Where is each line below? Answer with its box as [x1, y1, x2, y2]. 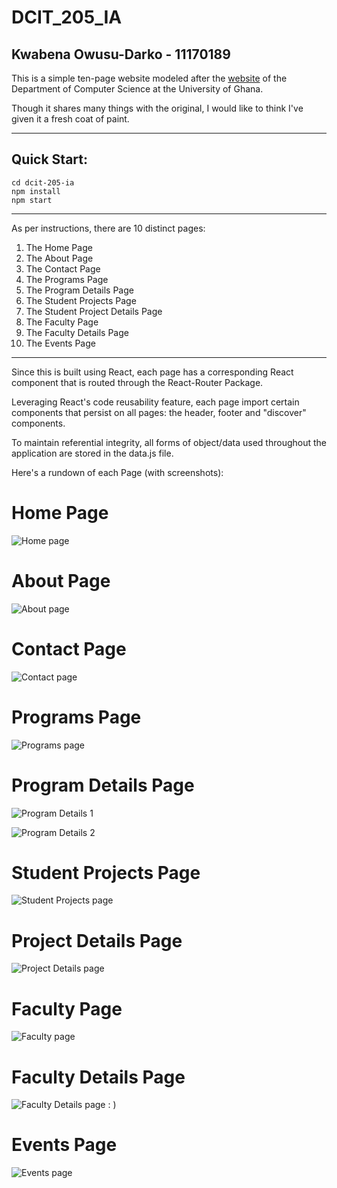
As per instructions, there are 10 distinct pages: [11, 222, 206, 234]
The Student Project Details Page [25, 305, 163, 317]
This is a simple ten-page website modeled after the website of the [11, 72, 288, 84]
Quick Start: [11, 151, 88, 168]
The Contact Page [25, 262, 101, 275]
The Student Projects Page [25, 294, 137, 306]
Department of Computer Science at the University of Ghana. [11, 83, 264, 95]
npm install [11, 186, 61, 196]
